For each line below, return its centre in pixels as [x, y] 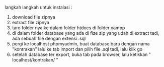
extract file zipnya [31, 22]
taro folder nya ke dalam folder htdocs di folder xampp [68, 28]
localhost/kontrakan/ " [35, 60]
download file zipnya [34, 17]
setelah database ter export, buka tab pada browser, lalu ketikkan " [81, 54]
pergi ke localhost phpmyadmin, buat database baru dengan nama [81, 44]
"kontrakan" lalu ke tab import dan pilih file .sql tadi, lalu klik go [77, 49]
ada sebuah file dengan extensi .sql [49, 38]
